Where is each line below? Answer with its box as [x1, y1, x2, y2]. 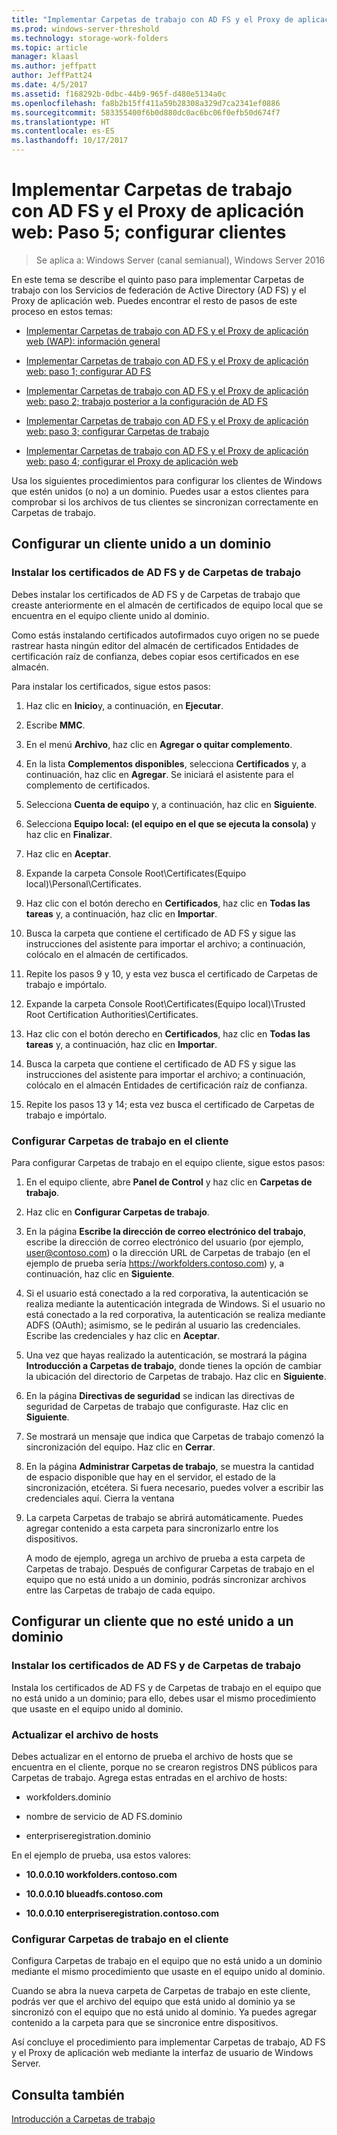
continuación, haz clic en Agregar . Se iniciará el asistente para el [25, 768, 294, 780]
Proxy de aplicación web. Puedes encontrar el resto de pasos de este [11, 294, 298, 306]
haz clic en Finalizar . [25, 828, 113, 840]
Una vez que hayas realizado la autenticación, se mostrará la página [25, 1349, 308, 1361]
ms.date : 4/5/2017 [11, 80, 88, 90]
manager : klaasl [11, 52, 79, 62]
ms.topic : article [11, 42, 88, 53]
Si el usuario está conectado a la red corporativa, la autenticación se [25, 1287, 309, 1299]
